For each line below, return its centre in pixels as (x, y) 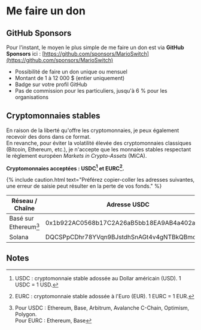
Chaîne (24, 209)
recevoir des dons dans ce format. (48, 136)
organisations (32, 97)
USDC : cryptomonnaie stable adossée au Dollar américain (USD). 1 (98, 278)
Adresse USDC (128, 204)
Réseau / (25, 201)
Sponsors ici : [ (25, 54)
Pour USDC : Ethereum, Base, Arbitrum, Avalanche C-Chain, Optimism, (102, 308)
